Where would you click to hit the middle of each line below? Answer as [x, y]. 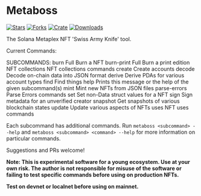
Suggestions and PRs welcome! [46, 150]
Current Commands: [32, 51]
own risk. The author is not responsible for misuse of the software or [94, 168]
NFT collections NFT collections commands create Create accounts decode [101, 69]
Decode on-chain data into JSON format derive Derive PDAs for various [95, 75]
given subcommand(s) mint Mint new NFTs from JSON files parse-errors [97, 88]
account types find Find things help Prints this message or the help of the [97, 82]
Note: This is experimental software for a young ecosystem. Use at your [98, 162]
